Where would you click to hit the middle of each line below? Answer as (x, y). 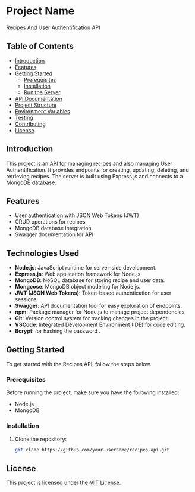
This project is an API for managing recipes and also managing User (89, 163)
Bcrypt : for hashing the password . (58, 331)
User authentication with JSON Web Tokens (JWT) (77, 215)
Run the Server (42, 92)
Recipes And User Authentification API (53, 27)
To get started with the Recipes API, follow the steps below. (79, 364)
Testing (24, 117)
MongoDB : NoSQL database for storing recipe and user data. (90, 280)
